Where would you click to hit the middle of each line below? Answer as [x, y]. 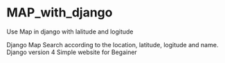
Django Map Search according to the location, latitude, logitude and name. [112, 45]
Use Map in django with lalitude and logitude [70, 32]
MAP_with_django [60, 13]
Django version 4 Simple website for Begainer [72, 52]
